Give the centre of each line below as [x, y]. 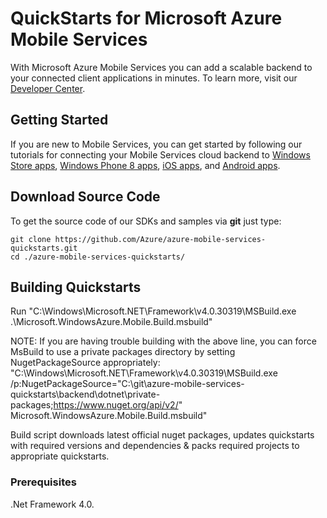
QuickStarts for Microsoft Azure [146, 18]
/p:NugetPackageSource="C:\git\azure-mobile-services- [127, 384]
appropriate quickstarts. [60, 456]
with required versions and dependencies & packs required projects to [155, 446]
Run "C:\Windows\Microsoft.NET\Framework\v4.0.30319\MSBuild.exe [153, 311]
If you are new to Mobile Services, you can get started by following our [156, 144]
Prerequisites [43, 482]
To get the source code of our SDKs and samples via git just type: [146, 221]
